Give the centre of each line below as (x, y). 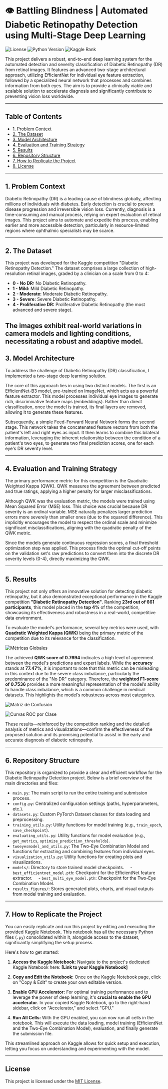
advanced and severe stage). (42, 310)
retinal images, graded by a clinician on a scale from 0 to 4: (88, 274)
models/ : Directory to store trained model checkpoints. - (72, 868)
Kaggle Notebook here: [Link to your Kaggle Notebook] (70, 967)
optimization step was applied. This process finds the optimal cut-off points (83, 548)
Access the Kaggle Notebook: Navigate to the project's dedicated (81, 962)
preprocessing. (28, 820)
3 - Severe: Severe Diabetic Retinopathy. (54, 299)
